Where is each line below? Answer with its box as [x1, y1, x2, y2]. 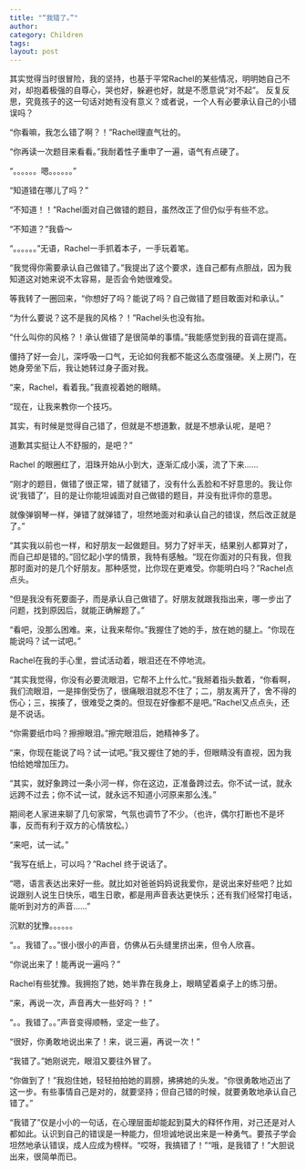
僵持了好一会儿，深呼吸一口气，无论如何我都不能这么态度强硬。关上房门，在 [9, 351, 297, 362]
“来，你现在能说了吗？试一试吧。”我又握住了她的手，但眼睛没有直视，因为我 [9, 748, 292, 758]
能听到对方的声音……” [9, 900, 91, 911]
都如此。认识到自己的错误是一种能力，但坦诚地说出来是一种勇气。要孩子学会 [9, 1128, 297, 1139]
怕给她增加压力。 [9, 758, 74, 769]
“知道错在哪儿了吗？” [9, 185, 89, 196]
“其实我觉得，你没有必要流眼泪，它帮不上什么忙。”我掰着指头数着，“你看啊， [9, 675, 296, 686]
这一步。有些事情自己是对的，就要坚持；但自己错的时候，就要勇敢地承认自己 [9, 1086, 297, 1097]
